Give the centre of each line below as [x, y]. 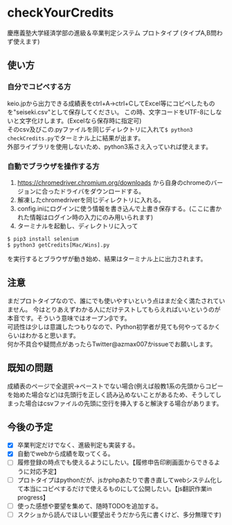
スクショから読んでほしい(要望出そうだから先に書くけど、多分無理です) [119, 515]
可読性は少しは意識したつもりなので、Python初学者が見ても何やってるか [111, 326]
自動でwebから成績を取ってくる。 [65, 454]
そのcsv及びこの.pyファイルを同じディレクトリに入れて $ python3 [100, 129]
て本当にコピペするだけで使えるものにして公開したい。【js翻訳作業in [115, 488]
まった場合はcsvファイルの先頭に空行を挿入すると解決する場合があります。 [115, 403]
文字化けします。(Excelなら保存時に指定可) [80, 121]
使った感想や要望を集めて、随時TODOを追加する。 [90, 506]
